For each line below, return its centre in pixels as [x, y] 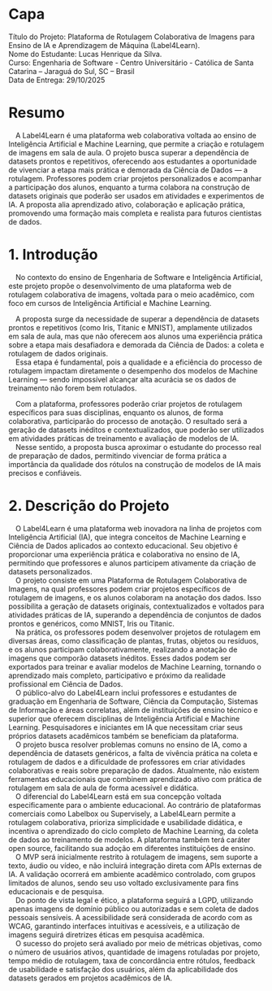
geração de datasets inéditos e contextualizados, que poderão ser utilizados [136, 430]
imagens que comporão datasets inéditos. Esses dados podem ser [120, 658]
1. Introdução [53, 255]
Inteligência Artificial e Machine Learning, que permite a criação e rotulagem [136, 144]
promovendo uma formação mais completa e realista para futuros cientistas [135, 213]
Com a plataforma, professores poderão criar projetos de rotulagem [129, 404]
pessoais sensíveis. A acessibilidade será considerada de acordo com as [131, 917]
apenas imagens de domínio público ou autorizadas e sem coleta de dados [134, 909]
